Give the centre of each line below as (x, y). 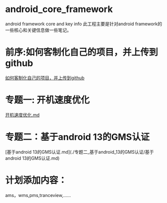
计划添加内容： (36, 180)
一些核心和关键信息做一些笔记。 (38, 30)
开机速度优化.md (22, 115)
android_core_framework (59, 9)
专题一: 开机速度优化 (47, 100)
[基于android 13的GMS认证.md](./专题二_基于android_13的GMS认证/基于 (80, 152)
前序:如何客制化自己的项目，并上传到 (82, 53)
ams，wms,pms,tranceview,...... (38, 195)
